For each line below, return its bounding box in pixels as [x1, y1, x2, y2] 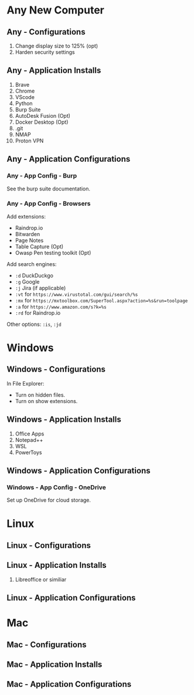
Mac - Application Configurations [6, 679, 132, 689]
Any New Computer [6, 4, 104, 17]
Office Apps [15, 430, 45, 437]
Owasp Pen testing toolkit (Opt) [15, 249, 91, 256]
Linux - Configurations [6, 540, 91, 550]
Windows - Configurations [6, 364, 106, 374]
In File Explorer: [6, 380, 45, 387]
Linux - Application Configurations [6, 593, 136, 603]
